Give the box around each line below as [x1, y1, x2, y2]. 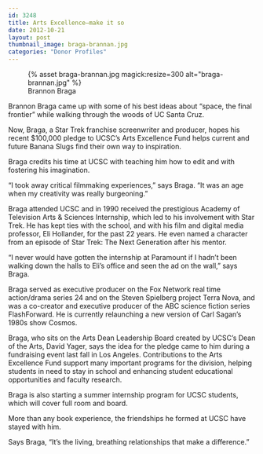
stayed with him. [8, 422, 61, 431]
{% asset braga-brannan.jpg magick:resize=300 [27, 70, 184, 79]
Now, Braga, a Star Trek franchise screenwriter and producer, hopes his [8, 125, 241, 134]
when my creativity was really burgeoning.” [8, 189, 148, 198]
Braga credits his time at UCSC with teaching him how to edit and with [8, 157, 236, 166]
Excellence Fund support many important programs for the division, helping [8, 358, 253, 368]
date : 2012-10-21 [8, 26, 65, 34]
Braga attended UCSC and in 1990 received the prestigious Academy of [8, 204, 241, 213]
